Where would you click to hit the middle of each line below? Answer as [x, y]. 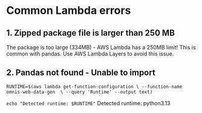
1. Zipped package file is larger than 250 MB [91, 33]
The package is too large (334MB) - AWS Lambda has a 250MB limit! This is [101, 47]
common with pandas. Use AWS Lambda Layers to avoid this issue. [90, 54]
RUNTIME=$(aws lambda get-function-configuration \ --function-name [94, 86]
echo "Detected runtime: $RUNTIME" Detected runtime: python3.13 [88, 103]
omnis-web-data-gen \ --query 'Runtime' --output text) [80, 92]
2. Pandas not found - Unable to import [81, 73]
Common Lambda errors [69, 11]
